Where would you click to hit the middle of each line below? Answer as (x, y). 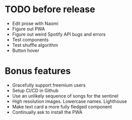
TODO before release (50, 9)
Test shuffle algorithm (35, 45)
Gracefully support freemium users (49, 85)
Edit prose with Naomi (35, 23)
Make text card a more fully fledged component (62, 107)
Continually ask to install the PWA (47, 112)
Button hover (26, 50)
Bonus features (38, 71)
